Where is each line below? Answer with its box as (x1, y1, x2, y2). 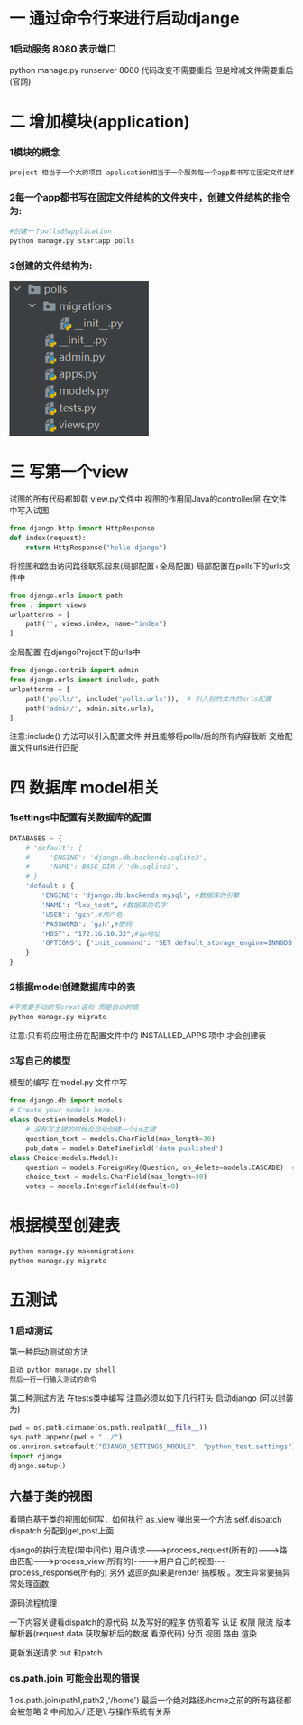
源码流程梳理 (9, 1598, 57, 1608)
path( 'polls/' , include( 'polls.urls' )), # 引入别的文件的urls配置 (25, 694, 272, 703)
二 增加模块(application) (9, 111, 190, 132)
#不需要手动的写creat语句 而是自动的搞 (9, 1003, 139, 1012)
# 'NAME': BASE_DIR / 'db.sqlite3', (25, 862, 179, 872)
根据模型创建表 (9, 1215, 121, 1236)
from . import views (9, 600, 87, 610)
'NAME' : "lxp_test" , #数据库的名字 (41, 900, 167, 909)
